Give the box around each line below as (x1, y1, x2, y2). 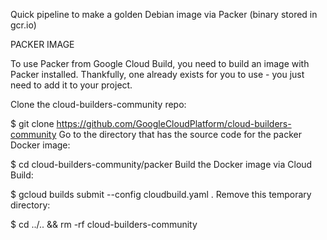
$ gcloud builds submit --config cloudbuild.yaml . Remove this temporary (10, 189, 312, 200)
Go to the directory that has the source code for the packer (58, 129, 302, 140)
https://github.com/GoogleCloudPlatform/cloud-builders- (56, 118, 292, 129)
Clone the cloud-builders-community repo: (10, 99, 187, 110)
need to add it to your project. (10, 79, 133, 91)
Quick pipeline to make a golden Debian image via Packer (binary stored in (10, 9, 318, 20)
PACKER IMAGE (10, 39, 75, 50)
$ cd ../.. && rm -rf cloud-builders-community (10, 219, 198, 230)
